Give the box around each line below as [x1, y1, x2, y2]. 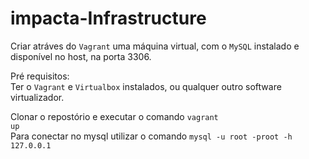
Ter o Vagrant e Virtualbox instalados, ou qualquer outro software [10, 80, 282, 92]
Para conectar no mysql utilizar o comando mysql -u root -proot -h [10, 130, 293, 142]
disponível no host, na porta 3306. [10, 50, 152, 62]
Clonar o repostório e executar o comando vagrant [10, 110, 219, 122]
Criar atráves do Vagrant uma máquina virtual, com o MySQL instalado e [10, 40, 300, 52]
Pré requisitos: [10, 70, 70, 82]
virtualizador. [10, 91, 65, 103]
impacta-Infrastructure [10, 7, 207, 30]
